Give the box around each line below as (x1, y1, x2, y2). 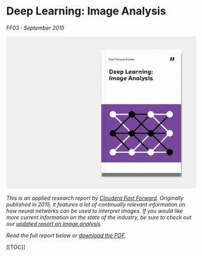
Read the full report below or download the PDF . (6, 232, 127, 239)
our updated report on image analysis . (6, 220, 103, 228)
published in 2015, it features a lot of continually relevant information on (6, 201, 186, 208)
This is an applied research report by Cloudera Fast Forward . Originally (6, 194, 184, 202)
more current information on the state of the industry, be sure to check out (6, 214, 192, 221)
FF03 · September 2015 (6, 24, 65, 31)
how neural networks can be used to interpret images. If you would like (6, 207, 183, 215)
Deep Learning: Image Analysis (6, 4, 166, 18)
